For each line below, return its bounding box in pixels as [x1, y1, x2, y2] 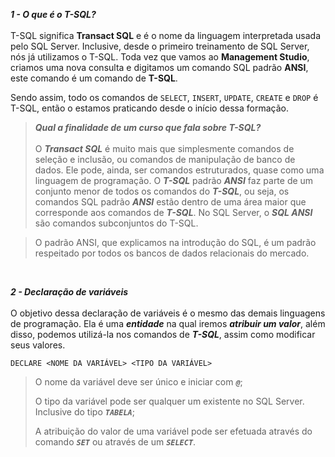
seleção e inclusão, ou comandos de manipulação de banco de [34, 154, 296, 165]
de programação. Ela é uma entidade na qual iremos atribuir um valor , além [10, 318, 326, 329]
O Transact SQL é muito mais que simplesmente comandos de [34, 143, 295, 154]
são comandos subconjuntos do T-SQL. [34, 217, 199, 229]
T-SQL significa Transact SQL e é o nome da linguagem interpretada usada [10, 30, 322, 41]
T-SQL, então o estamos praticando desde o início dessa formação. [10, 102, 289, 114]
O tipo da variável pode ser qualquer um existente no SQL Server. [34, 395, 305, 407]
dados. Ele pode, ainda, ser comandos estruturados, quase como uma [34, 164, 325, 176]
